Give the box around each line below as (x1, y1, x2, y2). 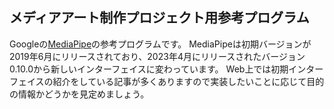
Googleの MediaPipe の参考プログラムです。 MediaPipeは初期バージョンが (9, 38, 312, 50)
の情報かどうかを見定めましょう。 (9, 88, 150, 100)
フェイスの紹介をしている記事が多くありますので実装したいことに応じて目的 (9, 75, 325, 87)
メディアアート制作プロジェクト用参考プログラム (9, 9, 310, 27)
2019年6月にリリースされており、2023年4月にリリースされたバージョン (9, 50, 306, 62)
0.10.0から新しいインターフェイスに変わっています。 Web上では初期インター (9, 63, 324, 75)
